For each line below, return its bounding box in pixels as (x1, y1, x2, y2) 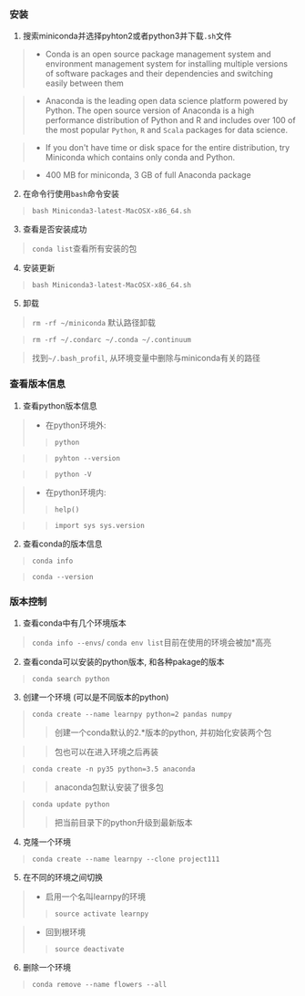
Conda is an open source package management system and (45, 48, 271, 60)
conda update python (31, 800, 110, 809)
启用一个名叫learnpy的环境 (45, 891, 147, 902)
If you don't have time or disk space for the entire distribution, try (45, 142, 290, 153)
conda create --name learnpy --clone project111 (31, 855, 220, 864)
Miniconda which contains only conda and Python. (45, 152, 236, 163)
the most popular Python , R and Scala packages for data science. (45, 125, 289, 136)
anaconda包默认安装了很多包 (54, 782, 164, 793)
